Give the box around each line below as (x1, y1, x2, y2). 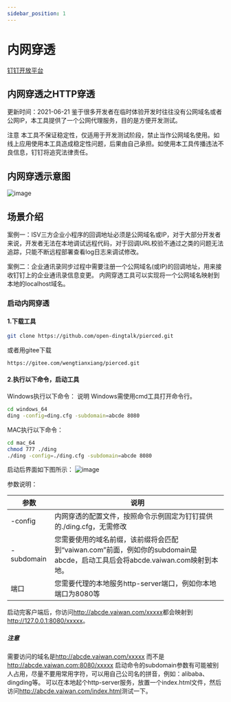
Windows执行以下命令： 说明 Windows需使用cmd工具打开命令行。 (7, 392, 196, 401)
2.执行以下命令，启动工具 (7, 375, 80, 383)
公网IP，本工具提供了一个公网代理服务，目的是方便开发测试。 (7, 117, 181, 125)
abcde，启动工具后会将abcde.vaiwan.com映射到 (54, 556, 212, 565)
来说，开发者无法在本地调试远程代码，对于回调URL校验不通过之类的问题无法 (7, 239, 224, 247)
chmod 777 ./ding (7, 445, 57, 452)
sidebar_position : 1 (7, 10, 67, 17)
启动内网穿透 (7, 298, 50, 308)
